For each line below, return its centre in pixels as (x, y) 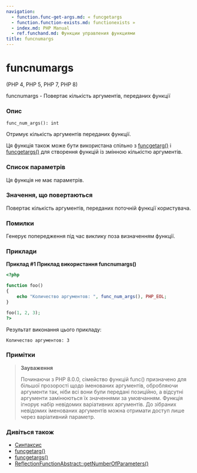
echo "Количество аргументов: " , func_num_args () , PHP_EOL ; (92, 297)
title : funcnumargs (30, 39)
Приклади (21, 252)
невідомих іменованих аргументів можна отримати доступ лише (102, 411)
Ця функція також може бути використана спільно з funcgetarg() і (89, 145)
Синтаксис (28, 445)
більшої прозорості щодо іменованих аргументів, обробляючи (99, 385)
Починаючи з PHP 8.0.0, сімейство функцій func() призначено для (103, 379)
